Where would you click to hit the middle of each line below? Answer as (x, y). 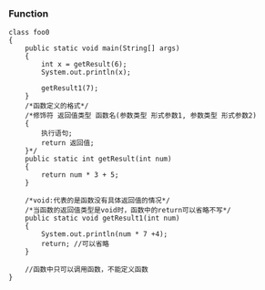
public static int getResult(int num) (98, 159)
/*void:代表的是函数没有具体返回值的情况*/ (97, 201)
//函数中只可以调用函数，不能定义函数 (87, 270)
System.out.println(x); (86, 72)
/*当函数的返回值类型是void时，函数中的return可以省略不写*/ (128, 211)
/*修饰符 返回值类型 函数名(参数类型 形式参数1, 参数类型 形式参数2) (141, 116)
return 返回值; (68, 143)
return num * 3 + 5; (80, 175)
